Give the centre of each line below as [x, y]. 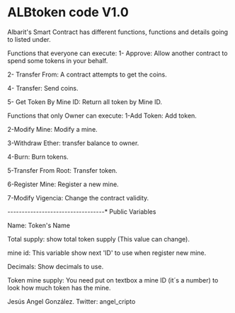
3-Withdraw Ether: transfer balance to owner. [73, 143]
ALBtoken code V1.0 [68, 12]
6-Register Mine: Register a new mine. [63, 184]
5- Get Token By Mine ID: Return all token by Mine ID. [85, 102]
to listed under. [29, 39]
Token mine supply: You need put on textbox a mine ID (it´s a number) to [113, 280]
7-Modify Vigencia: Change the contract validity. [78, 198]
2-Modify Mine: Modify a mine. [52, 129]
